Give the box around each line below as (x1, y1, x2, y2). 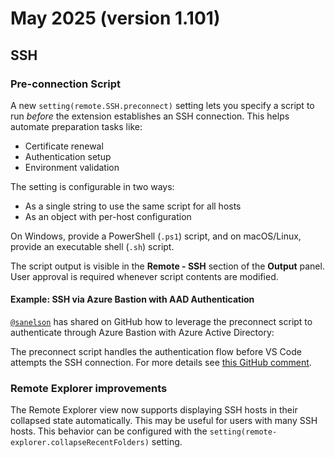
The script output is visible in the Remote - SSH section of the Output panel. (10, 260, 325, 272)
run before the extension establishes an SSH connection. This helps (10, 110, 290, 122)
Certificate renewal (24, 140, 104, 152)
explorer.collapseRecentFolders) (10, 438, 150, 448)
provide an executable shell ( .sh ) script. (10, 240, 175, 252)
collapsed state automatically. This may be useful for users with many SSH (10, 415, 318, 427)
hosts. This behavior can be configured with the (10, 425, 208, 437)
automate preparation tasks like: (10, 120, 143, 132)
